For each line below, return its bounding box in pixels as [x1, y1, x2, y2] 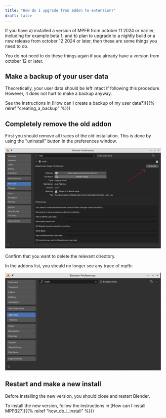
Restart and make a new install [5, 380, 101, 388]
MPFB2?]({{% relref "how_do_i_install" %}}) [5, 408, 94, 414]
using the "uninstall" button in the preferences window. [5, 138, 117, 144]
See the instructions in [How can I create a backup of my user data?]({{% [5, 100, 155, 106]
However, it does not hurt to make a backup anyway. [5, 90, 112, 96]
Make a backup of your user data [5, 72, 109, 81]
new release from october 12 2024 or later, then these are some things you [5, 38, 158, 44]
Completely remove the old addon [5, 120, 112, 128]
